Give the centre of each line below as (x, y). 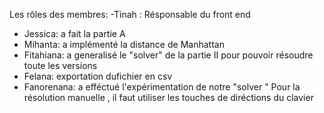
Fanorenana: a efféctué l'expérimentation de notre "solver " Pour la (162, 87)
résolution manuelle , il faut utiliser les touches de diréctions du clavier (168, 97)
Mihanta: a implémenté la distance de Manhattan (124, 44)
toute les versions (60, 65)
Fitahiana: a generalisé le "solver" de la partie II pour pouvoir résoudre (168, 55)
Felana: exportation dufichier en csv (98, 76)
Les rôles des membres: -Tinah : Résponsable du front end (130, 14)
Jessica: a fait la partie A (74, 33)
